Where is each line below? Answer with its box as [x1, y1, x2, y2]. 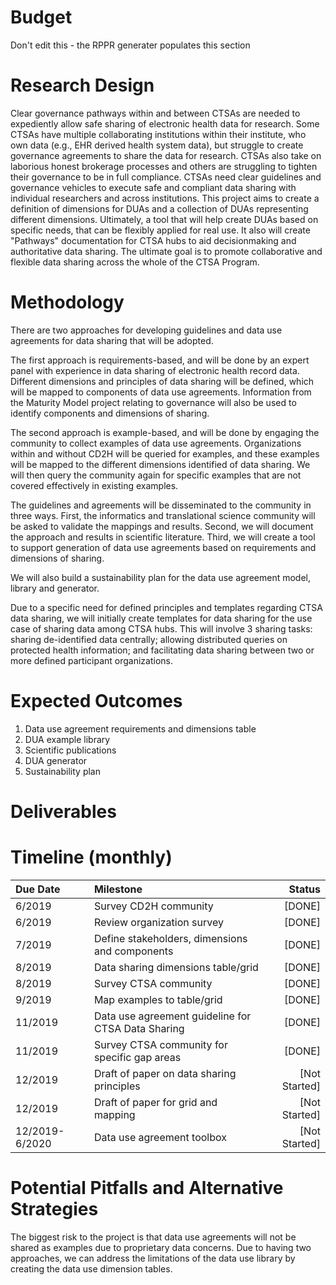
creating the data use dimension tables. [10, 1262, 173, 1275]
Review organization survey [93, 915, 224, 929]
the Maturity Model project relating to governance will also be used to [10, 396, 297, 408]
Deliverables [10, 800, 117, 823]
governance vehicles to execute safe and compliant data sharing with [10, 181, 297, 193]
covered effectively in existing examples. [10, 479, 179, 491]
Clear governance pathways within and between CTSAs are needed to [10, 107, 301, 119]
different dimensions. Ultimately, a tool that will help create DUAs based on [10, 213, 319, 225]
